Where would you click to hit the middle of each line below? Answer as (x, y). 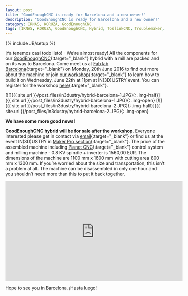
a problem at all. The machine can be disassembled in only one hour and (81, 169)
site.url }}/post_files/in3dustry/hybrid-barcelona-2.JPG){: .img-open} (77, 112)
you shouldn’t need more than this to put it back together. (65, 174)
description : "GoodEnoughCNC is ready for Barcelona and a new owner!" (82, 19)
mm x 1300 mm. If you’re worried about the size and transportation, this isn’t (85, 163)
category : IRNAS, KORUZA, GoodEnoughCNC (49, 24)
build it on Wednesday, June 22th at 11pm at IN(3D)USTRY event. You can (82, 80)
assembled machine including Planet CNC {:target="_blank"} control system (84, 147)
